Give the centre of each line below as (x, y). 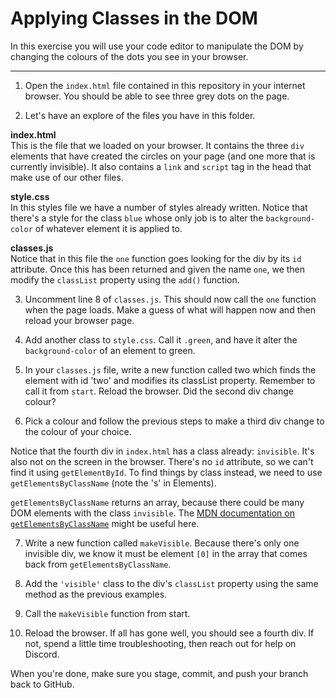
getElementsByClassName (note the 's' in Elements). (113, 483)
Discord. (42, 654)
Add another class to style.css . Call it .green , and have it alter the (161, 339)
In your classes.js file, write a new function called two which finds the (170, 369)
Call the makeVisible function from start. (107, 613)
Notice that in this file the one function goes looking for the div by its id (156, 258)
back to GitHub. (42, 684)
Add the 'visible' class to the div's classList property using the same (171, 583)
